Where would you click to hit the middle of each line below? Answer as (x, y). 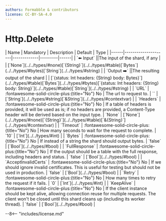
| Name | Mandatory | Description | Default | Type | (57, 53)
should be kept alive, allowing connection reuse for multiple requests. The (81, 194)
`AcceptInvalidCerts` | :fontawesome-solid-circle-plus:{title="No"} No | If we (83, 162)
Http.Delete (29, 39)
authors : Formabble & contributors (42, 10)
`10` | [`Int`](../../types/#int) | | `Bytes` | (44, 136)
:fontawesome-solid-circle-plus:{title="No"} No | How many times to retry (81, 178)
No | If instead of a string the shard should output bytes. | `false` (96, 141)
